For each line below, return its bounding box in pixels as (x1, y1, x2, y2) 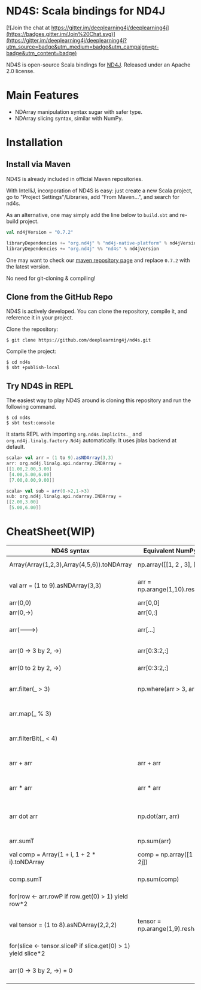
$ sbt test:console (6, 420, 55, 426)
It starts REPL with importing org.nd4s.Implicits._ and (6, 430, 142, 438)
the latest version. (6, 262, 51, 270)
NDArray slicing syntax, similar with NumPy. (14, 114, 123, 122)
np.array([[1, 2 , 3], (137, 560, 193, 569)
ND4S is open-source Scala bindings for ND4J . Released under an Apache (6, 61, 191, 68)
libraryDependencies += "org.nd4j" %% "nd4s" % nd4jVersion (6, 246, 160, 252)
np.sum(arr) (137, 837, 172, 845)
